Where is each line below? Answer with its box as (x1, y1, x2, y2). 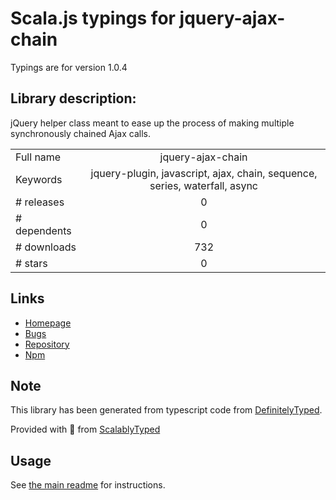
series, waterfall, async (149, 178, 258, 192)
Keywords (15, 172, 63, 186)
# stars (15, 256, 48, 270)
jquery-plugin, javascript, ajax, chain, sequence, (90, 166, 318, 180)
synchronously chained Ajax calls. (10, 127, 151, 139)
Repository (24, 338, 70, 350)
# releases (15, 195, 65, 209)
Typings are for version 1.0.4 (10, 61, 128, 73)
